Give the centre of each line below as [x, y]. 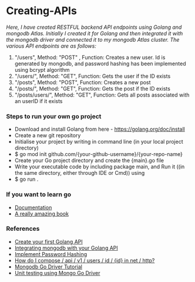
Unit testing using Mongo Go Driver [57, 273]
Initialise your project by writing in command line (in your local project [99, 142]
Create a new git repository [48, 135]
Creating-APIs [42, 11]
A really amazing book [42, 214]
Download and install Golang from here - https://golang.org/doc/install [100, 129]
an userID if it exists [38, 101]
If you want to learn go [39, 194]
